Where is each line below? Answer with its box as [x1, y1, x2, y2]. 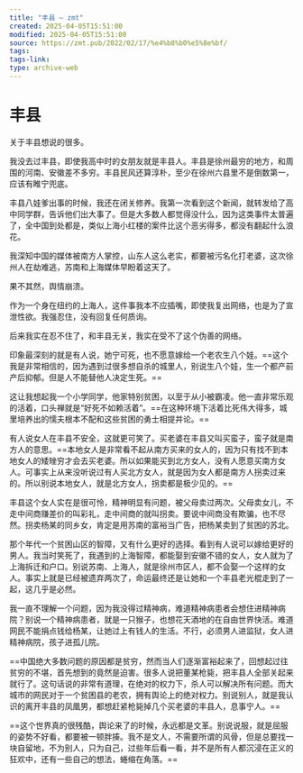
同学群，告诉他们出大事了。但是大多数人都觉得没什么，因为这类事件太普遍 [16, 208, 294, 219]
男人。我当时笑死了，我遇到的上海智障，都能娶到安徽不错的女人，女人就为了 [9, 550, 294, 560]
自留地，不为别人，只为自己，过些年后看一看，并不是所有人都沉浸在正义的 [16, 742, 294, 753]
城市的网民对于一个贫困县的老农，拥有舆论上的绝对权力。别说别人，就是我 [9, 689, 286, 700]
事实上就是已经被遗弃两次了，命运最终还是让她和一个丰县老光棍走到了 [24, 572, 286, 583]
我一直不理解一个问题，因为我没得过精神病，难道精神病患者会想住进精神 [9, 603, 278, 614]
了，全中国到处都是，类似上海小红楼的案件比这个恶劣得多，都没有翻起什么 [9, 220, 286, 231]
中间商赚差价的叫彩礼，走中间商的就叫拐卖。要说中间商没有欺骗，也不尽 [16, 508, 286, 519]
